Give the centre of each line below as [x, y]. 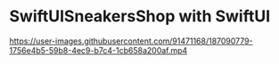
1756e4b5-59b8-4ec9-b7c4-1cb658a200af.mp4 [98, 50]
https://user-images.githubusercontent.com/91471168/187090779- [131, 41]
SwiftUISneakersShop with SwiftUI [140, 16]
